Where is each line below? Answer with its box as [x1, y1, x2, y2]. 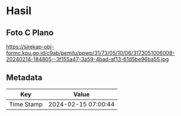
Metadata [6, 72, 43, 83]
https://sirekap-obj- [6, 43, 54, 50]
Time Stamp [9, 100, 43, 108]
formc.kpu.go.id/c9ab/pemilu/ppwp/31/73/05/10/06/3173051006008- [6, 49, 175, 57]
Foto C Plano [6, 28, 54, 38]
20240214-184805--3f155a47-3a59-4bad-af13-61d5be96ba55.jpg [6, 56, 169, 62]
